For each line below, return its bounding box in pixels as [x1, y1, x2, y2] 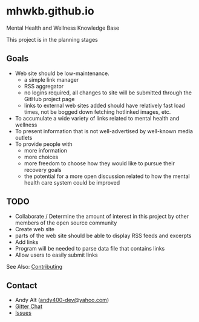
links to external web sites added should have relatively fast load [24, 102, 186, 109]
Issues [15, 309, 32, 317]
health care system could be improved [24, 179, 120, 186]
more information [24, 146, 68, 154]
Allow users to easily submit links [15, 251, 98, 258]
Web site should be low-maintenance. [15, 70, 110, 77]
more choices [24, 153, 59, 160]
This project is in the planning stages [6, 36, 98, 43]
